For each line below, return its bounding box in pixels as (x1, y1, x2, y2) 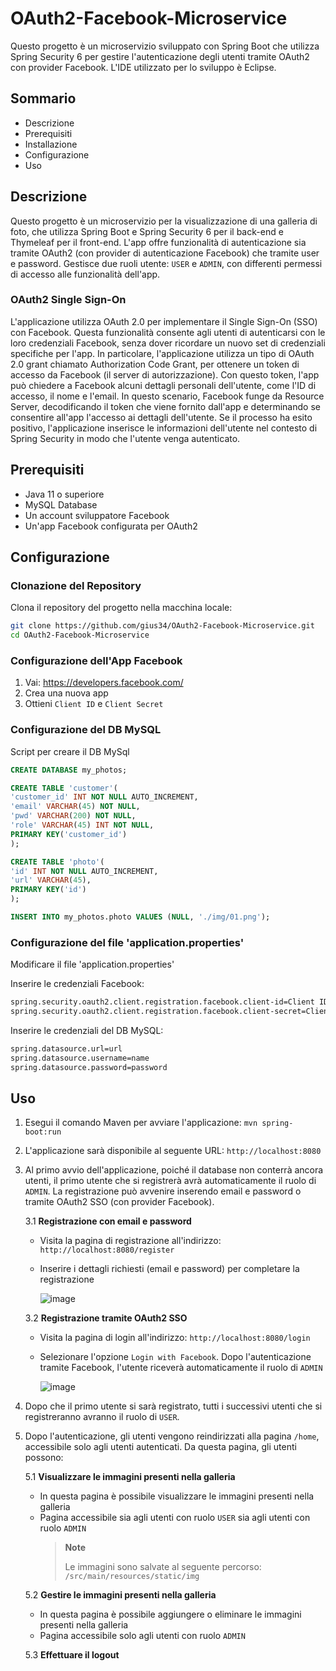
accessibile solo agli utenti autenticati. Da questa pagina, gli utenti (24, 1441, 297, 1453)
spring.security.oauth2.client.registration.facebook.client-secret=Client (10, 1007, 333, 1017)
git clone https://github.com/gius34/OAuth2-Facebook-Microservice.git (10, 621, 315, 631)
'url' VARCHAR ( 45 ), (10, 875, 92, 886)
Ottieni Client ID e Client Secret (24, 698, 164, 710)
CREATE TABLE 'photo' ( (10, 857, 105, 867)
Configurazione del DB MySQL (10, 723, 162, 737)
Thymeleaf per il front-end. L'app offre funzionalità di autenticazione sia (10, 236, 307, 248)
